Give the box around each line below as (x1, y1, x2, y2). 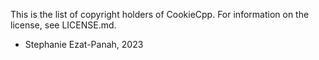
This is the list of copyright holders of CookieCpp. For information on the (10, 9, 310, 20)
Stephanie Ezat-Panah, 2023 (24, 39, 144, 50)
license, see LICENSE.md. (10, 19, 117, 31)
